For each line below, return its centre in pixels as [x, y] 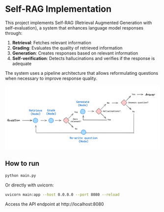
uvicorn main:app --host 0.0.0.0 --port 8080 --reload [62, 195]
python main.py [21, 176]
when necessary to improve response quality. [51, 78]
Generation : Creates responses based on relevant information [75, 53]
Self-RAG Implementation [58, 9]
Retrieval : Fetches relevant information [52, 42]
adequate [22, 63]
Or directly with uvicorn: [29, 185]
